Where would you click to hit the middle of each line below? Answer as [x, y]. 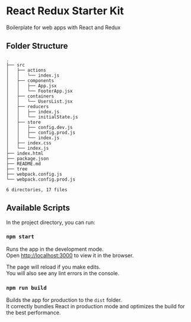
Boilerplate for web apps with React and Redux [63, 27]
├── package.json [28, 159]
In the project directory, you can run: [51, 222]
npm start [20, 237]
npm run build [26, 288]
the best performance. [34, 312]
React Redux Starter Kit [65, 11]
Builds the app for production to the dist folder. [64, 300]
